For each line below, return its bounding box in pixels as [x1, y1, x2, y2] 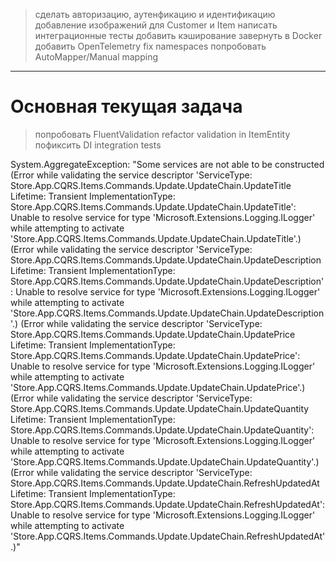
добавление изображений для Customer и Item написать [34, 19, 278, 31]
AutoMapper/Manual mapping [34, 51, 158, 63]
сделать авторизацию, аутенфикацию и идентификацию [34, 9, 276, 20]
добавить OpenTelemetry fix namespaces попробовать [34, 40, 267, 52]
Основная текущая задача [10, 95, 243, 118]
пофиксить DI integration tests [34, 139, 162, 151]
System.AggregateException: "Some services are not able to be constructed [10, 158, 325, 170]
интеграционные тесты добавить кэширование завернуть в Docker [34, 30, 323, 41]
